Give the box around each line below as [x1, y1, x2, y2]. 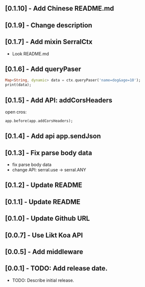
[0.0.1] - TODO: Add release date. [5, 264, 108, 273]
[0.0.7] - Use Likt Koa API [5, 231, 83, 239]
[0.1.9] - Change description [5, 21, 93, 29]
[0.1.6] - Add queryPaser [5, 65, 82, 73]
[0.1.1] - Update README [5, 197, 81, 206]
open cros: [5, 109, 27, 115]
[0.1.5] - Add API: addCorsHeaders [5, 96, 113, 104]
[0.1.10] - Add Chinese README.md [5, 4, 114, 13]
